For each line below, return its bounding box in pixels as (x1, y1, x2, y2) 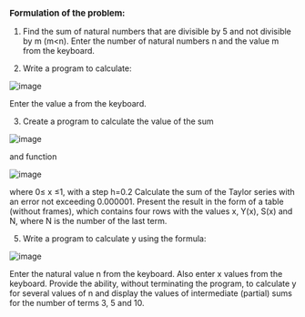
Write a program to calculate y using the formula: (22, 233, 207, 244)
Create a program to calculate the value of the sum (22, 116, 214, 127)
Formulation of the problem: (9, 7, 126, 19)
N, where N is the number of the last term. (9, 216, 168, 226)
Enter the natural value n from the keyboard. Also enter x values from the (9, 269, 283, 279)
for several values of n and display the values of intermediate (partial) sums (9, 288, 293, 299)
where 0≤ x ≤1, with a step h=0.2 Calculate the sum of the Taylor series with (9, 187, 296, 197)
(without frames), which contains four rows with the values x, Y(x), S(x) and (9, 206, 293, 217)
